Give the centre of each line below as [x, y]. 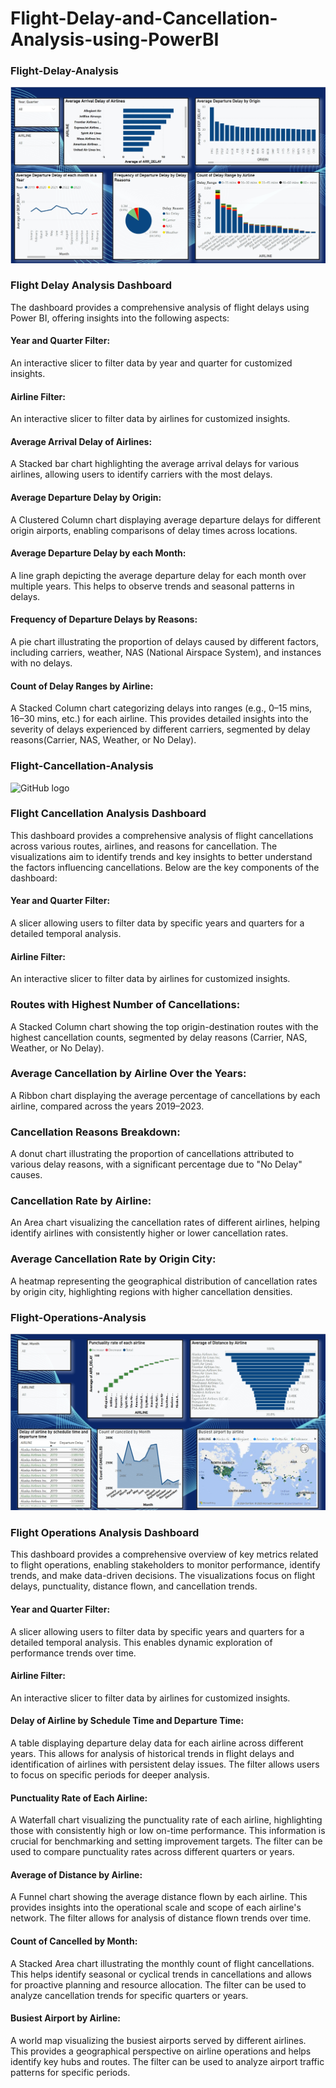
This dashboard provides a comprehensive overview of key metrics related [164, 1554]
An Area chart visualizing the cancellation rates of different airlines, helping [165, 1223]
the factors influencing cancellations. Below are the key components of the [165, 867]
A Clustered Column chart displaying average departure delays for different [166, 519]
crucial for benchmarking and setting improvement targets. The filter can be [166, 1841]
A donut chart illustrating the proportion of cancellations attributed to [152, 1154]
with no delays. [41, 663]
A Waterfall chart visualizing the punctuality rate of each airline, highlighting [166, 1820]
